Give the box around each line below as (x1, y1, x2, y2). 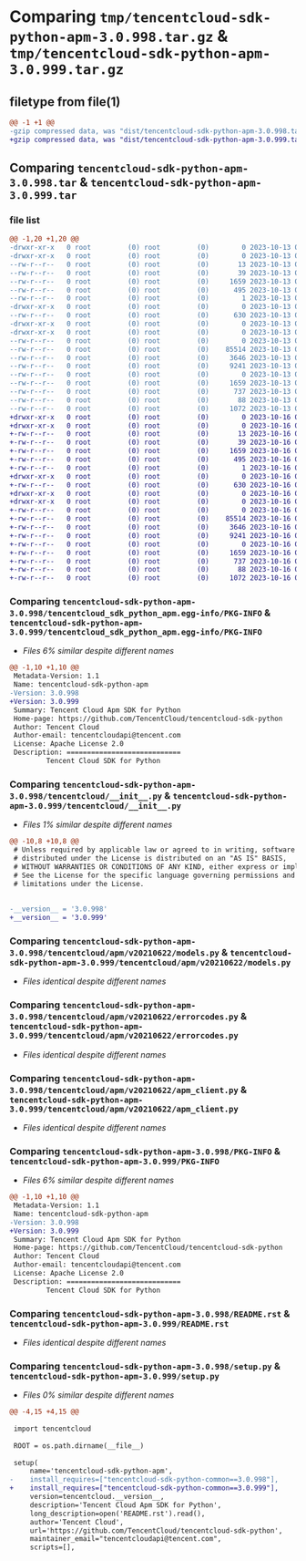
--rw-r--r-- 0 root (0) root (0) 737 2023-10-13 (9, 388, 291, 397)
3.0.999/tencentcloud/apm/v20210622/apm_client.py (9, 1103, 239, 1114)
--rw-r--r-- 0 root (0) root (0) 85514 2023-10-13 (9, 345, 291, 354)
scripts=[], (29, 1543, 76, 1552)
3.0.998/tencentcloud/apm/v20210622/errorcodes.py (9, 1012, 239, 1022)
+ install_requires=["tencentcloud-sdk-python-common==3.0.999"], (9, 1483, 280, 1493)
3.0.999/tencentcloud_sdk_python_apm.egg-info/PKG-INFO (9, 627, 262, 637)
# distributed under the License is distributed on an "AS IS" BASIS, (13, 854, 287, 863)
